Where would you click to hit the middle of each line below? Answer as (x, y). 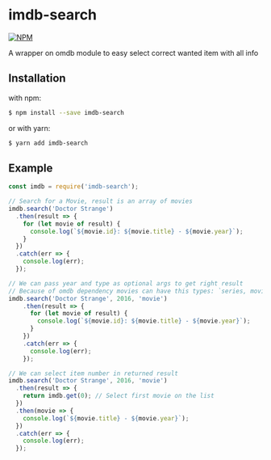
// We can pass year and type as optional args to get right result (126, 283)
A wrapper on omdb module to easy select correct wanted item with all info (133, 53)
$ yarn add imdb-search (48, 143)
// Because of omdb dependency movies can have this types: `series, (128, 291)
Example (31, 168)
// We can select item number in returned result (94, 373)
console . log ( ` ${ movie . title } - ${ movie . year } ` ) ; (106, 418)
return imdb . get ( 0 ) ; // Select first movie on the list (119, 396)
